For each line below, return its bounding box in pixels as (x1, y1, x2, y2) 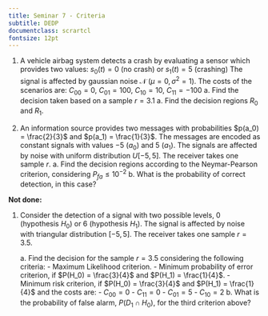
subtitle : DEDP (8, 19, 59, 27)
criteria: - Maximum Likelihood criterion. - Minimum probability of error (19, 262, 254, 272)
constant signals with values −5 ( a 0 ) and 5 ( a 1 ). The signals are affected (19, 141, 258, 152)
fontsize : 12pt (8, 34, 59, 42)
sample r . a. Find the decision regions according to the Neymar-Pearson (19, 159, 258, 169)
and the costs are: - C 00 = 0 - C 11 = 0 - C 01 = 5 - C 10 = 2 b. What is (37, 287, 260, 298)
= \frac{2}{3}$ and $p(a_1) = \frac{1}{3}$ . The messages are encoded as (19, 132, 261, 142)
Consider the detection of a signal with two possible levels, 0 (19, 210, 222, 220)
